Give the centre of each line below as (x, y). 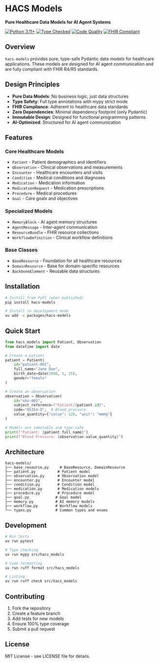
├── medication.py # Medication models (52, 489)
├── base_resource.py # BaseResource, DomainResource (65, 467)
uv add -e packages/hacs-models (38, 316)
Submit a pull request (33, 629)
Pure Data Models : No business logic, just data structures (70, 96)
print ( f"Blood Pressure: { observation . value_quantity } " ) (64, 437)
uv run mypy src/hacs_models (35, 554)
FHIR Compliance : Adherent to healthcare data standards (70, 107)
